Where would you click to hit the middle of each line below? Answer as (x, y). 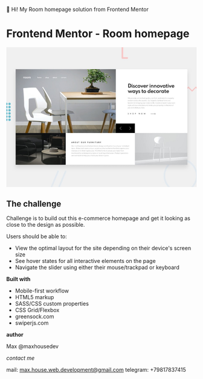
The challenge (34, 203)
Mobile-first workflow (42, 291)
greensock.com (34, 317)
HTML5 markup (34, 297)
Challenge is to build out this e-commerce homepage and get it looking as (98, 218)
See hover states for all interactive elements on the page (85, 261)
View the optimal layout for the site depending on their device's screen (103, 248)
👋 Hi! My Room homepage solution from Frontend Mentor (78, 9)
